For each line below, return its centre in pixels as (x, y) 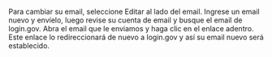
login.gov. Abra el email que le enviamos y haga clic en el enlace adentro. (131, 28)
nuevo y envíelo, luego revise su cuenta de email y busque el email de (125, 20)
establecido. (29, 46)
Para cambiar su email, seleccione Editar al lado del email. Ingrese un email (134, 12)
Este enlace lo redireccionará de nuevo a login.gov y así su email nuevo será (136, 37)
